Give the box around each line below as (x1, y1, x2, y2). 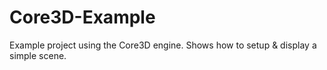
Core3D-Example (9, 6, 156, 29)
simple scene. (9, 49, 67, 61)
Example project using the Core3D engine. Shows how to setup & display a (9, 39, 317, 51)
